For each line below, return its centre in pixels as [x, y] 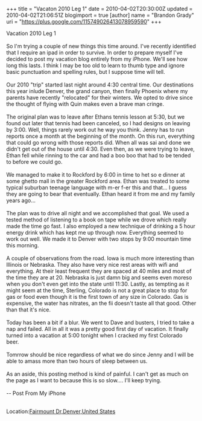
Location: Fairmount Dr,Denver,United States [61, 411]
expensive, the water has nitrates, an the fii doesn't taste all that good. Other [101, 303]
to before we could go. [34, 162]
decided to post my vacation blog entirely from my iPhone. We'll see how [97, 59]
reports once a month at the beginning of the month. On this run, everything [100, 136]
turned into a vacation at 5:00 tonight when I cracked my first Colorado [94, 335]
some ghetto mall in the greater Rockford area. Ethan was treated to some [98, 181]
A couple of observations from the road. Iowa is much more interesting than [100, 258]
